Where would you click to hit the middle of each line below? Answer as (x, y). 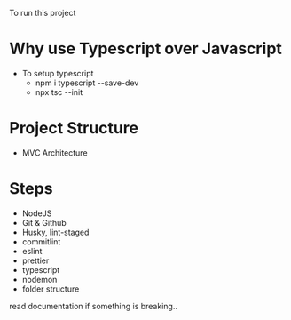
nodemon (39, 279)
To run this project (43, 13)
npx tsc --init (59, 92)
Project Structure (74, 128)
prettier (35, 260)
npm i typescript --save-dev (87, 83)
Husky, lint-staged (55, 232)
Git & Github (44, 222)
